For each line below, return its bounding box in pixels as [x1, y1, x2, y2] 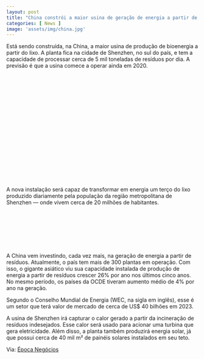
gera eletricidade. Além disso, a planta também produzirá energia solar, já [6, 327, 192, 335]
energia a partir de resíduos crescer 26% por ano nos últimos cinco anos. [6, 272, 191, 279]
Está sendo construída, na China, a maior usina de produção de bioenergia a [6, 43, 199, 50]
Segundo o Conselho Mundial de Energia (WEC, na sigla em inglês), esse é [6, 296, 194, 304]
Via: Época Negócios [6, 346, 59, 354]
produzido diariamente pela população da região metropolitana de [6, 193, 172, 200]
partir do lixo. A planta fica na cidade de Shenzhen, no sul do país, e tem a [6, 49, 193, 57]
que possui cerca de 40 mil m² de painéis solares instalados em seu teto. [6, 334, 190, 341]
